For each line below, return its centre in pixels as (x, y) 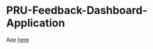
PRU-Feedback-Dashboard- (77, 10)
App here (18, 39)
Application (36, 23)
